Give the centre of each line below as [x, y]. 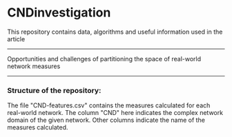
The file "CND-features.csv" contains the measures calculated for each [109, 105]
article [16, 39]
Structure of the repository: [54, 90]
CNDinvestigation [59, 13]
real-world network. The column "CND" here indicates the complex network [115, 113]
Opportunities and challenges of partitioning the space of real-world [104, 59]
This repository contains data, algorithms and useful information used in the [115, 32]
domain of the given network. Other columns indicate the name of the [106, 120]
